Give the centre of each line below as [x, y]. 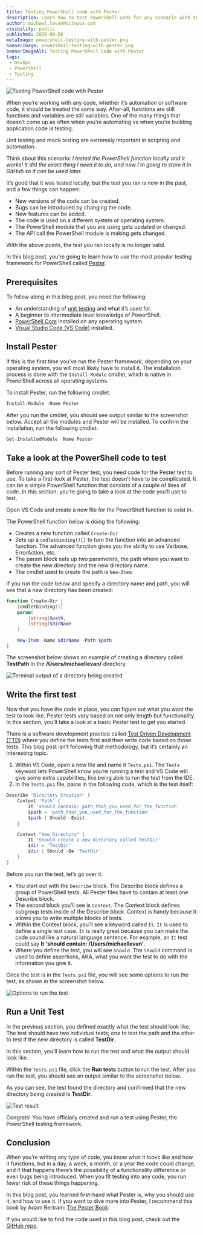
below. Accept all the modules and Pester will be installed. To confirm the [97, 421]
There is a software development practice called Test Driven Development [99, 734]
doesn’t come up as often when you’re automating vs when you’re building [99, 122]
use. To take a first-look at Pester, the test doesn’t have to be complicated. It [101, 479]
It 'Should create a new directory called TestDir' [95, 840]
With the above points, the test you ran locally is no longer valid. [86, 245]
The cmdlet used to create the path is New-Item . [74, 572]
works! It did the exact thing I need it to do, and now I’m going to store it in [99, 165]
